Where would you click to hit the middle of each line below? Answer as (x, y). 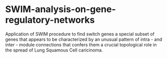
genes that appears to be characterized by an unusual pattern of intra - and (84, 39)
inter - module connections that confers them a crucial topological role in (81, 44)
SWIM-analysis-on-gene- (61, 9)
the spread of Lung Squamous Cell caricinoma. (54, 50)
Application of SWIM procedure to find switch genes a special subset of (80, 34)
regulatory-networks (50, 20)
